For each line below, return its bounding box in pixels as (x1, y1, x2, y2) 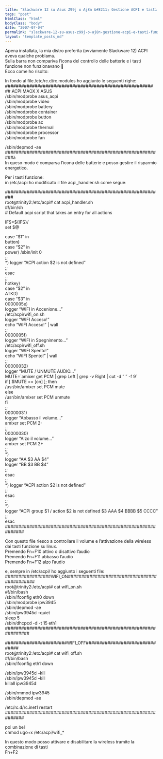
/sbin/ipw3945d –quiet (5, 609, 50, 615)
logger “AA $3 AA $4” (5, 456, 49, 462)
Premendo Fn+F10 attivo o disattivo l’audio (5, 549, 90, 554)
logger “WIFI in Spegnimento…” (5, 337, 68, 343)
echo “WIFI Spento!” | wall (5, 353, 58, 359)
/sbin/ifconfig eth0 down (5, 594, 54, 600)
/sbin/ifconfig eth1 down (5, 661, 53, 666)
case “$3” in (5, 296, 30, 302)
